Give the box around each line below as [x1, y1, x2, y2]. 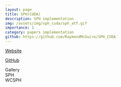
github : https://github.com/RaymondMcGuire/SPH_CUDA [5, 35, 116, 40]
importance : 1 [5, 25, 35, 30]
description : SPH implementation [5, 16, 74, 21]
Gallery [5, 66, 20, 72]
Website [5, 47, 22, 54]
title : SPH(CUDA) [5, 12, 41, 17]
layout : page [5, 7, 32, 12]
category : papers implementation [5, 30, 74, 35]
